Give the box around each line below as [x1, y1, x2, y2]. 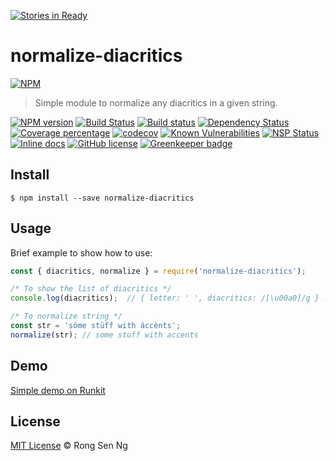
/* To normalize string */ [10, 311, 123, 322]
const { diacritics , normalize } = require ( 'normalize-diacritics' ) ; [10, 266, 307, 276]
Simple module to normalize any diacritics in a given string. [34, 96, 278, 109]
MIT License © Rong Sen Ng [10, 440, 128, 452]
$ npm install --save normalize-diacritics [10, 193, 195, 203]
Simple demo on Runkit [10, 384, 106, 396]
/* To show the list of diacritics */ [10, 284, 172, 294]
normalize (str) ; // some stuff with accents [10, 330, 199, 340]
